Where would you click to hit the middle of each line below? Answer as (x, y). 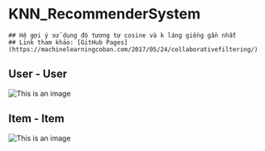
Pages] (117, 42)
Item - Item (36, 118)
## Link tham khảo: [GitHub (56, 42)
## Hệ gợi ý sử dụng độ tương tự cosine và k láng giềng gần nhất (122, 35)
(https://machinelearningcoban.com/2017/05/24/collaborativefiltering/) (133, 49)
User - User (38, 74)
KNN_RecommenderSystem (105, 14)
